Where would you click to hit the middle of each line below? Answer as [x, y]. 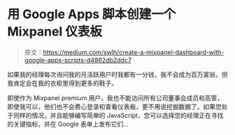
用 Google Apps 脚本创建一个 [92, 14]
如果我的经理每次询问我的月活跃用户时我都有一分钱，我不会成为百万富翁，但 [117, 74]
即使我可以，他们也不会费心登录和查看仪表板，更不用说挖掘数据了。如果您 [114, 106]
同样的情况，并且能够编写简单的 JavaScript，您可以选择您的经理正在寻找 [118, 115]
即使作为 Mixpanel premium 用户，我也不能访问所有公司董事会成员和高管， [115, 97]
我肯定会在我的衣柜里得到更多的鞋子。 [62, 83]
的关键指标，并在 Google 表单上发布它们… [68, 124]
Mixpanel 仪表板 [55, 32]
